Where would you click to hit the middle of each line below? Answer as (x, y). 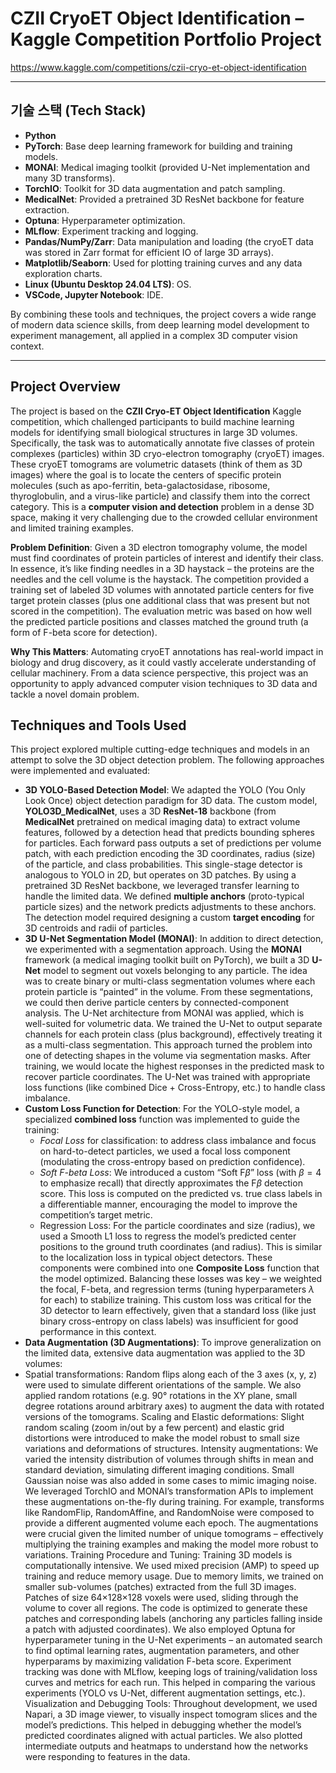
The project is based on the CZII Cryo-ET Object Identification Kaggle (156, 411)
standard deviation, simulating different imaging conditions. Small (159, 1470)
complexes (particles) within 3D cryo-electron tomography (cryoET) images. (167, 453)
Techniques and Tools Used (98, 725)
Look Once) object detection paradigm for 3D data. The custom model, (171, 801)
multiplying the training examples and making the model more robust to (171, 1544)
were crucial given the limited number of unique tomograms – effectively (174, 1534)
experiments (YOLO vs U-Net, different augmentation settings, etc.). (165, 1693)
